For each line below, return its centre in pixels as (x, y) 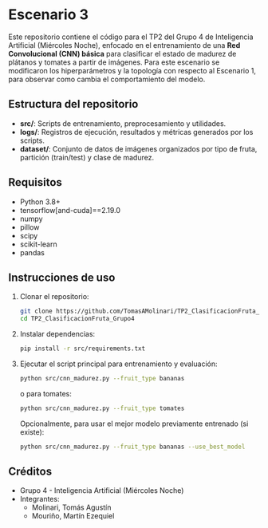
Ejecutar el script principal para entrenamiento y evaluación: (118, 364)
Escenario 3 (49, 15)
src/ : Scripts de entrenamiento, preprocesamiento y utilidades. (123, 123)
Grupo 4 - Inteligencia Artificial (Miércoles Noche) (102, 491)
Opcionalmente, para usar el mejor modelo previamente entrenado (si (134, 424)
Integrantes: (39, 499)
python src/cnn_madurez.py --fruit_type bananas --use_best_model (132, 447)
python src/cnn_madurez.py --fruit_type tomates (102, 408)
